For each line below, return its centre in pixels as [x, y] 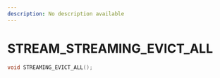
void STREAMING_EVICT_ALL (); [50, 67]
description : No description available [66, 14]
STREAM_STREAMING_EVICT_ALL [110, 48]
